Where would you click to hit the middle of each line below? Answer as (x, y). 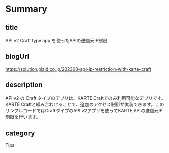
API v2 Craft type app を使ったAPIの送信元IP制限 (57, 40)
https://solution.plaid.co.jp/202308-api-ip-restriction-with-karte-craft (78, 69)
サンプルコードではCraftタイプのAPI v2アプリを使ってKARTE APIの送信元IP (84, 110)
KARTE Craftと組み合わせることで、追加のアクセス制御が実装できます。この (85, 104)
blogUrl (17, 57)
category (20, 133)
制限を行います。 (23, 117)
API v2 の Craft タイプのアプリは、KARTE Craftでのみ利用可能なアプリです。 (86, 98)
